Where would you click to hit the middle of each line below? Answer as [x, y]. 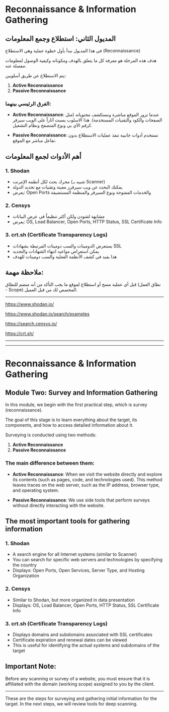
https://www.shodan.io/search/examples [47, 314]
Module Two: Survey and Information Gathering [81, 392]
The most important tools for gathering [68, 521]
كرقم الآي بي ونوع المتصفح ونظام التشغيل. [52, 125]
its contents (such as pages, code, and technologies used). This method [87, 479]
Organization [26, 576]
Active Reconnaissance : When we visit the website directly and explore [87, 474]
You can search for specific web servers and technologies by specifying [87, 560]
